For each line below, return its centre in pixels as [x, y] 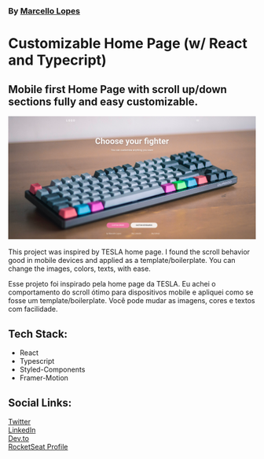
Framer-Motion [44, 378]
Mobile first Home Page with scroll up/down [118, 89]
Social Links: [40, 403]
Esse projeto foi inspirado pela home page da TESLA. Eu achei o [112, 284]
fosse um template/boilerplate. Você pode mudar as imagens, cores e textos [132, 301]
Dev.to [19, 439]
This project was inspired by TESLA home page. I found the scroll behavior [129, 252]
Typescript [37, 361]
